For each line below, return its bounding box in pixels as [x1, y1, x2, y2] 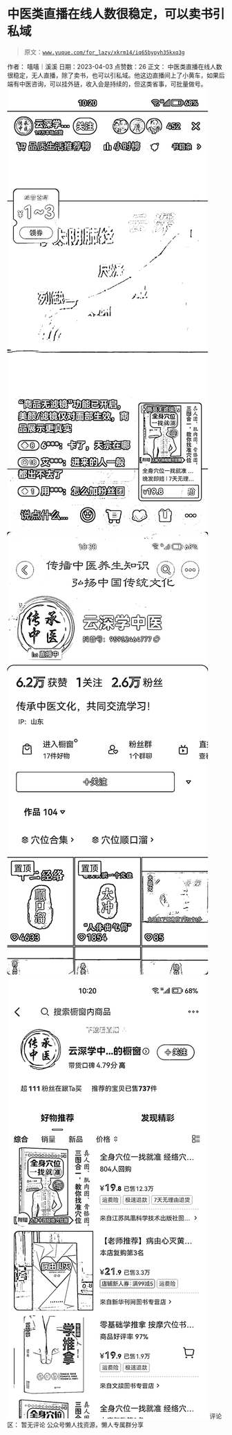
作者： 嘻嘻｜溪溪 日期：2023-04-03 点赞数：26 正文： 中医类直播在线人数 [7, 62, 222, 71]
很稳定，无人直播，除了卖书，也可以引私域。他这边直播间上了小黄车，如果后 [7, 71, 225, 80]
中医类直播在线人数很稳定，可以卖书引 [7, 6, 226, 22]
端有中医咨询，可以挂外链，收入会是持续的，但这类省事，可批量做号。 [7, 80, 207, 88]
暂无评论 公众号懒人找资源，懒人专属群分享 [20, 1420, 144, 1429]
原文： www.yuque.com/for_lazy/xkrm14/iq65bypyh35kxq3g [23, 48, 185, 56]
